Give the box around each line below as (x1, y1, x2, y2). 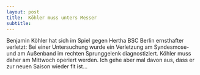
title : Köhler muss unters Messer (6, 15, 97, 21)
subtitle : (6, 20, 32, 26)
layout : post (6, 9, 40, 15)
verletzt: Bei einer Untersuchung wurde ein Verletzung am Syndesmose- (6, 43, 190, 51)
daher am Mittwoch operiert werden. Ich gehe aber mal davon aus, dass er (6, 56, 194, 64)
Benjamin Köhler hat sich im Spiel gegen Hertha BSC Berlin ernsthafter (6, 37, 184, 45)
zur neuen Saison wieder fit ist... (6, 63, 88, 70)
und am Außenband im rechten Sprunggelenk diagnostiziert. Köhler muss (6, 50, 191, 57)
